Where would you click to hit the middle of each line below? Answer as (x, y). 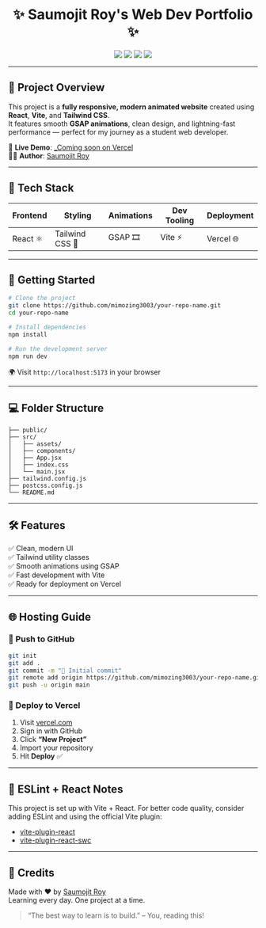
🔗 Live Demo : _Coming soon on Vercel (71, 147)
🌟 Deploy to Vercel (44, 706)
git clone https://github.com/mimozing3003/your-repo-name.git (115, 306)
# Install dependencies (47, 327)
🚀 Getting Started (52, 280)
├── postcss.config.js (46, 486)
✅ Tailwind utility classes (49, 557)
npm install (28, 334)
